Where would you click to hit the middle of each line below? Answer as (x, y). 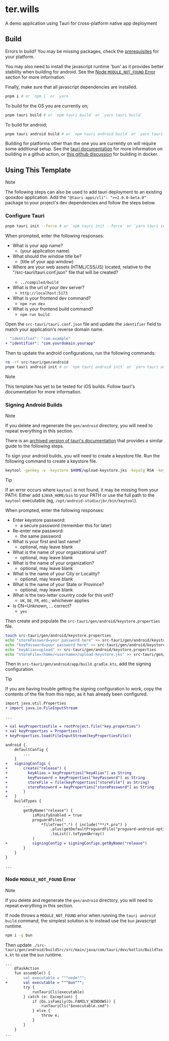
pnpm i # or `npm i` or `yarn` (38, 96)
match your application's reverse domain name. (55, 329)
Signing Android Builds (34, 404)
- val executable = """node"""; (46, 978)
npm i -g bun (19, 935)
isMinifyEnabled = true (57, 815)
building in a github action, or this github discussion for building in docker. (82, 154)
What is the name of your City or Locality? (56, 574)
